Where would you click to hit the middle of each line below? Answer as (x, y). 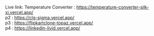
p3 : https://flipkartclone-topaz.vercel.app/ (49, 23)
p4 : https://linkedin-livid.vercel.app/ (43, 28)
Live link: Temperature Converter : (40, 7)
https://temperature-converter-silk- (112, 7)
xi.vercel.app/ (19, 12)
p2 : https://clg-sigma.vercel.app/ (40, 18)
